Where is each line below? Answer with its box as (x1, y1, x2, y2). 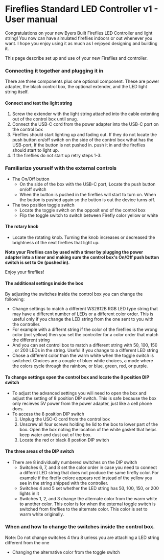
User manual (5, 14, 58, 25)
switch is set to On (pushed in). (5, 259, 70, 265)
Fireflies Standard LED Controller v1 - (5, 3, 158, 15)
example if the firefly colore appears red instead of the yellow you (19, 475, 153, 481)
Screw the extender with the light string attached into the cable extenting (12, 111, 160, 117)
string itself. (5, 89, 29, 95)
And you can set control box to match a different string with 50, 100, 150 (12, 342, 158, 348)
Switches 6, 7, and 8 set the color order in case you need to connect (19, 464, 157, 470)
